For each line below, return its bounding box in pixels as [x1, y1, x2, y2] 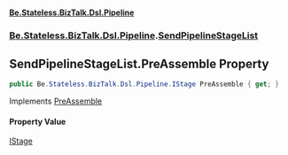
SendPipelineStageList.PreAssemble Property [9, 56, 269, 71]
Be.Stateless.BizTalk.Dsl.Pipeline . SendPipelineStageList [9, 29, 259, 42]
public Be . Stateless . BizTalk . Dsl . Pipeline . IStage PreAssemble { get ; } [9, 80, 279, 89]
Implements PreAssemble [9, 96, 103, 106]
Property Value [9, 116, 66, 127]
